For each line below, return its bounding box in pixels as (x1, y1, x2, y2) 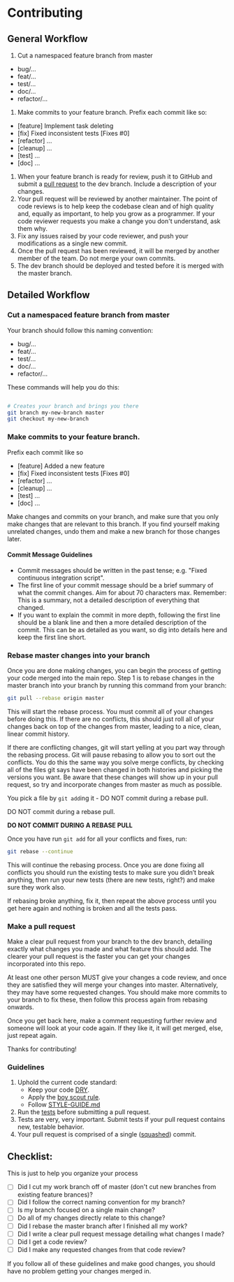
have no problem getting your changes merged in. (7, 1267, 152, 1275)
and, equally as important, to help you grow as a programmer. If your (17, 210, 215, 218)
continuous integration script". (17, 574, 105, 582)
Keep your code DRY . (27, 1085, 89, 1094)
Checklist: (7, 1151, 53, 1162)
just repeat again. (7, 1032, 58, 1040)
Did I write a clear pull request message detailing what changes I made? (17, 1230, 225, 1238)
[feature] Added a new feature (17, 462, 105, 470)
